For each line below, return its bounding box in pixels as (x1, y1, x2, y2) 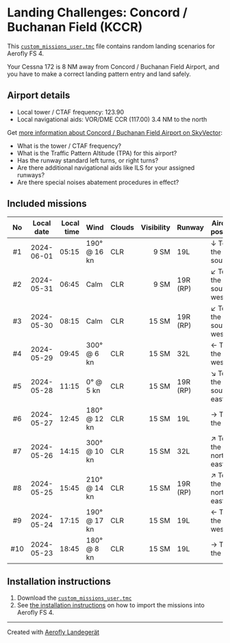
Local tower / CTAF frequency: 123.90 (16, 108, 125, 116)
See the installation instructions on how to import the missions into (16, 601, 205, 609)
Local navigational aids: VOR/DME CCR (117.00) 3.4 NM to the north (16, 115, 207, 123)
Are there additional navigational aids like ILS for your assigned (16, 163, 195, 172)
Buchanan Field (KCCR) (7, 19, 143, 35)
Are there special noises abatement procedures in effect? (16, 178, 179, 186)
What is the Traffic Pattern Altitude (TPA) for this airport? (16, 149, 177, 157)
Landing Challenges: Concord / (7, 5, 188, 21)
